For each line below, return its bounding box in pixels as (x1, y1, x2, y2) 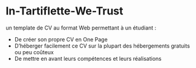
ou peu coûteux (14, 48, 54, 55)
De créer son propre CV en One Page (14, 36, 108, 43)
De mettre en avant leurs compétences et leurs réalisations (14, 55, 162, 62)
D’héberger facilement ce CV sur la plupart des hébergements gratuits (14, 42, 190, 49)
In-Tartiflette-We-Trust (5, 4, 123, 18)
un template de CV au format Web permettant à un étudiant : (5, 24, 157, 31)
